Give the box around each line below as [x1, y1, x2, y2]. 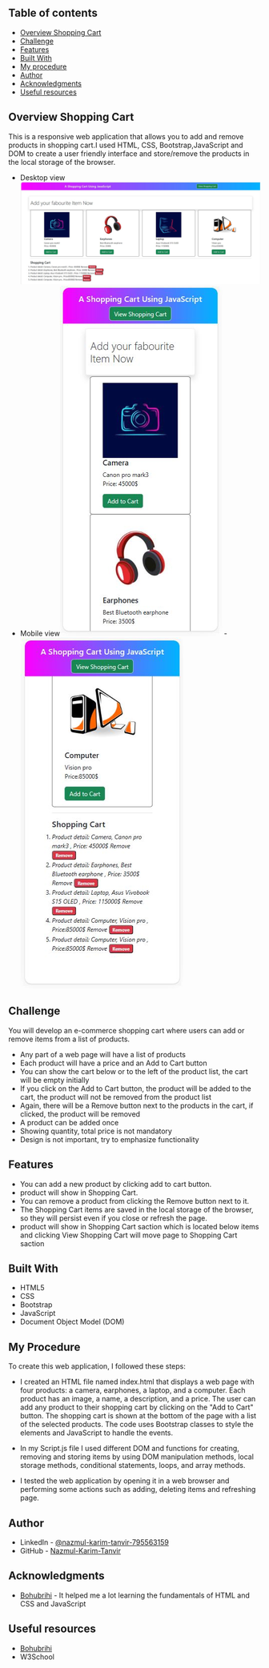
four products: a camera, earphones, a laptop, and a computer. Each [19, 1385, 246, 1395]
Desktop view [19, 172, 66, 182]
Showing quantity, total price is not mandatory [19, 1126, 172, 1136]
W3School [19, 1652, 54, 1662]
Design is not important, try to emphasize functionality [19, 1134, 199, 1144]
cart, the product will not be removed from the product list [19, 1092, 212, 1101]
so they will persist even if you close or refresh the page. [19, 1213, 208, 1223]
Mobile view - [19, 628, 228, 639]
